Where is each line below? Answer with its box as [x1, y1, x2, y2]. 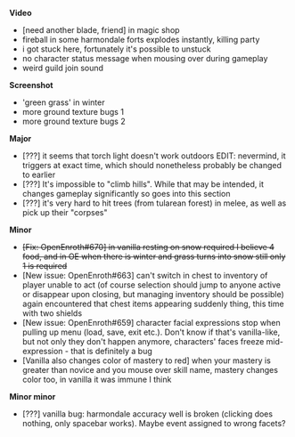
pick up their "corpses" [21, 207, 109, 217]
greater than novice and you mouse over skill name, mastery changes [21, 365, 279, 375]
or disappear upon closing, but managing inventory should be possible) [21, 289, 285, 299]
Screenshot [9, 80, 53, 90]
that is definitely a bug [70, 346, 153, 356]
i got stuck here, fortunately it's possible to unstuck [21, 44, 211, 54]
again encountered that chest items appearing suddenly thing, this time [21, 298, 284, 309]
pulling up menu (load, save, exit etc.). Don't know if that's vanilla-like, [21, 327, 281, 337]
